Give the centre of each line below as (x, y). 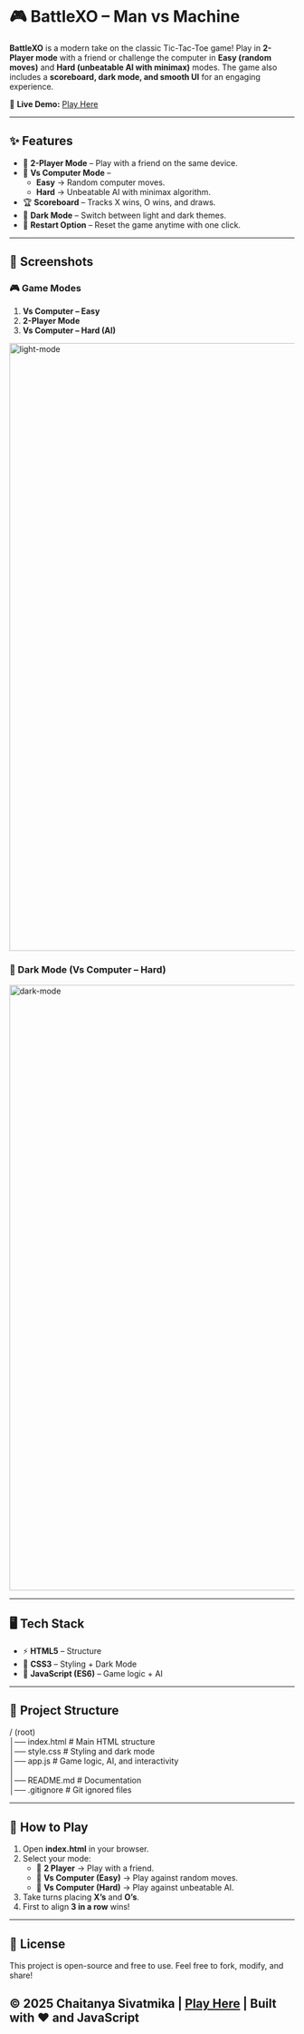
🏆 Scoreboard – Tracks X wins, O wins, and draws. (119, 202)
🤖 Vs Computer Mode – (66, 172)
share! (21, 1975)
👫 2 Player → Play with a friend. (95, 1868)
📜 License (38, 1944)
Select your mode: (57, 1859)
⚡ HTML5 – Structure (62, 1650)
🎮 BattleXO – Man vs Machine (125, 17)
